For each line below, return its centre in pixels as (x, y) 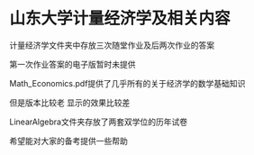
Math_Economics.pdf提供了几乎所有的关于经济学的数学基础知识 (127, 83)
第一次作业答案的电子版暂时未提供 (73, 64)
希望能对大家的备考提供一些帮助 (68, 141)
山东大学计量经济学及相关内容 (120, 18)
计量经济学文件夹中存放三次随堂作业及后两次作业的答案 (112, 45)
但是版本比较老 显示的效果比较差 (70, 102)
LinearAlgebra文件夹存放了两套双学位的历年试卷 (98, 122)
